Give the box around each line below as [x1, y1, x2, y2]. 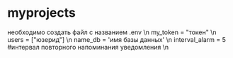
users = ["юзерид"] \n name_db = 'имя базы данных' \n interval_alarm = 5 [7, 35, 227, 43]
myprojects [7, 5, 76, 21]
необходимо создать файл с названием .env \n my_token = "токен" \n [7, 28, 217, 36]
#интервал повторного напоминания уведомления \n [7, 43, 169, 51]
